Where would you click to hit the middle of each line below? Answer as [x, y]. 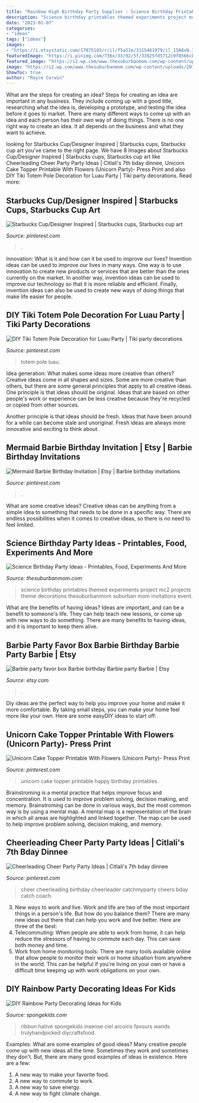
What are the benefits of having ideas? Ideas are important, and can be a [95, 608]
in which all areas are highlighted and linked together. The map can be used [99, 818]
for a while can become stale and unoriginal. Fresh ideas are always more [96, 423]
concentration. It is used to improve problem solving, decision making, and [97, 799]
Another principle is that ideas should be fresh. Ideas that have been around [99, 416]
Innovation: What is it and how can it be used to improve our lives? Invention [99, 258]
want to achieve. [26, 133]
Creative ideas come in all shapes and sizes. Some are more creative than [96, 379]
